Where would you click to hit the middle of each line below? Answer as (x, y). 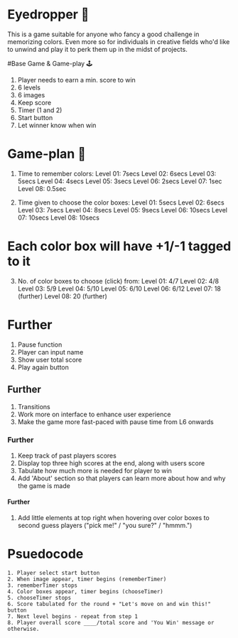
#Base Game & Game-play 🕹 (50, 63)
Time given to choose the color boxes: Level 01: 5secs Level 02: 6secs (121, 202)
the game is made (44, 485)
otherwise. (23, 629)
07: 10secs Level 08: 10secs (58, 217)
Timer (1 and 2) (40, 110)
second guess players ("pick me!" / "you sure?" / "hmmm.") (105, 526)
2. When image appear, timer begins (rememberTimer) (87, 579)
